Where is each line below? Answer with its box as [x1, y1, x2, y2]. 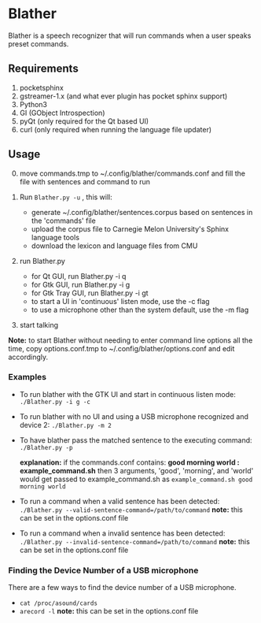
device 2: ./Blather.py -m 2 [19, 420, 112, 429]
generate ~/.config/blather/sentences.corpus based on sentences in [31, 207, 253, 217]
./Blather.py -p [19, 443, 73, 451]
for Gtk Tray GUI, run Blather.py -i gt [31, 288, 149, 298]
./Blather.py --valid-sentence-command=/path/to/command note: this [19, 505, 244, 514]
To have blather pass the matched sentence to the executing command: [19, 435, 253, 445]
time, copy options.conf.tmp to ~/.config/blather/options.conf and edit [8, 343, 235, 353]
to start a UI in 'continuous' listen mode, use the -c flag [31, 296, 210, 306]
